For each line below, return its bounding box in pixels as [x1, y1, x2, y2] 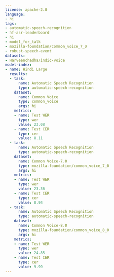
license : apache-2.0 [5, 7, 48, 12]
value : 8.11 [18, 136, 43, 141]
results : [9, 72, 28, 77]
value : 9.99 [18, 264, 43, 269]
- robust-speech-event [5, 48, 52, 53]
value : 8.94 [18, 200, 43, 205]
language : [5, 12, 26, 17]
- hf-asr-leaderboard [5, 30, 50, 35]
